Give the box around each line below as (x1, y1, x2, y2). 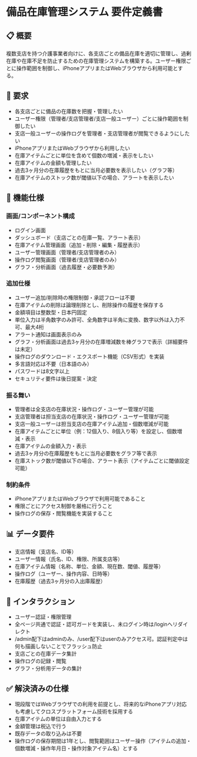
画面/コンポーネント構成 (6, 212, 75, 220)
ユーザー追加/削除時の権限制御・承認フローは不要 (14, 294, 135, 301)
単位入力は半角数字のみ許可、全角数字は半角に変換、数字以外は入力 (14, 316, 180, 323)
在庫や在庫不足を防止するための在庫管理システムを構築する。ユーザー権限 (6, 57, 186, 64)
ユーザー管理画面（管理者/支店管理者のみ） (14, 249, 120, 256)
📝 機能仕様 (6, 193, 44, 203)
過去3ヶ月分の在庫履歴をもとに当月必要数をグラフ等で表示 (14, 450, 158, 457)
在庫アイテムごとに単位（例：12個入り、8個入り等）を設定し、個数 (14, 428, 178, 435)
